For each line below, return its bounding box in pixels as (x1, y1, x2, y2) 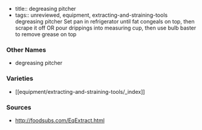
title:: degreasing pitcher (15, 5, 77, 12)
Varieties (6, 75, 33, 83)
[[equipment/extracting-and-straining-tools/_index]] (15, 88, 145, 95)
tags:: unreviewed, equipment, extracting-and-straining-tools (15, 11, 168, 19)
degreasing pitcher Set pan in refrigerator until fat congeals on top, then (15, 18, 195, 25)
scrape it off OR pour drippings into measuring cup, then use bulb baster (15, 24, 197, 31)
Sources (6, 103, 31, 111)
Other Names (6, 45, 47, 54)
